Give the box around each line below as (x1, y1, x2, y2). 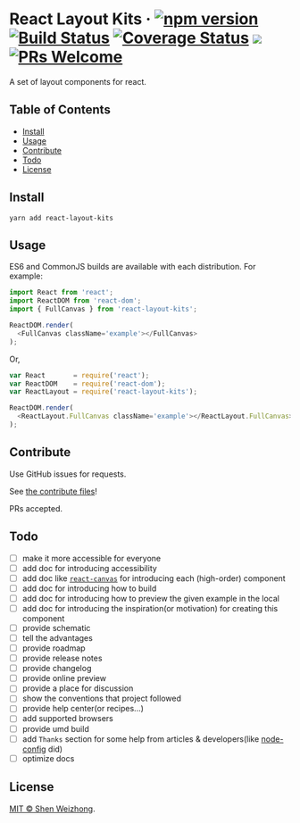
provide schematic (21, 622, 91, 633)
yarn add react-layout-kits (9, 213, 114, 222)
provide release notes (21, 653, 103, 664)
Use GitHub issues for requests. (9, 469, 127, 479)
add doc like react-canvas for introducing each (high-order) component (21, 572, 286, 584)
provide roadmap (21, 643, 87, 653)
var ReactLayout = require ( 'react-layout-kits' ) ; (9, 387, 198, 396)
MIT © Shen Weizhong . (9, 803, 96, 814)
